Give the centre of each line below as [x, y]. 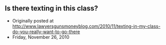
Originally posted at [33, 20]
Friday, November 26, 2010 [41, 37]
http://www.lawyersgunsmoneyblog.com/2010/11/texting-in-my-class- [86, 26]
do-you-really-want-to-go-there [46, 31]
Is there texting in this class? [51, 8]
